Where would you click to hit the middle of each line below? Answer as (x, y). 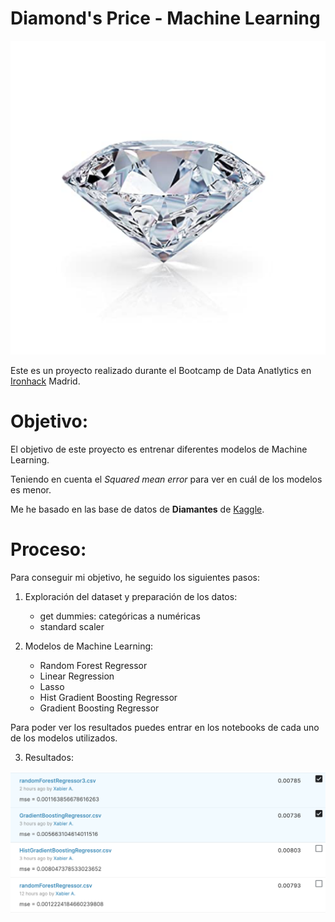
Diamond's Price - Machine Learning (165, 18)
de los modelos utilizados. (64, 738)
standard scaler (72, 626)
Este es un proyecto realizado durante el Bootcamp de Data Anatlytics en (161, 370)
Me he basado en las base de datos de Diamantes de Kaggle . (137, 509)
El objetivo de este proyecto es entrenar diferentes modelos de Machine (159, 449)
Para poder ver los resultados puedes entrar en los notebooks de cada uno (165, 727)
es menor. (31, 489)
